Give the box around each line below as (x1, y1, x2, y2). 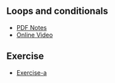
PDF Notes (16, 23, 47, 31)
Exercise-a (16, 68, 47, 77)
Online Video (16, 31, 53, 39)
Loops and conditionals (6, 5, 109, 17)
